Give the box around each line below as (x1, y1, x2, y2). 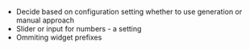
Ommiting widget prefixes (15, 32, 102, 42)
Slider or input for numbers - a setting (15, 24, 142, 33)
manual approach (15, 15, 75, 25)
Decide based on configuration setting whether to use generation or (15, 7, 243, 16)
